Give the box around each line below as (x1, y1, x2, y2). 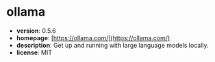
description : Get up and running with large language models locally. (16, 41, 210, 49)
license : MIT (16, 48, 53, 57)
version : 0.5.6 (16, 27, 56, 35)
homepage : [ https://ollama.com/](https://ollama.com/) (16, 33, 170, 42)
